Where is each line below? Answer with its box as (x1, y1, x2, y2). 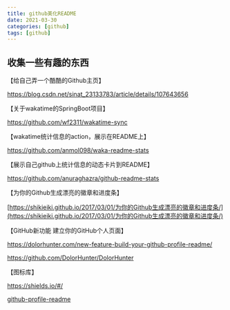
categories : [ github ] (7, 23, 70, 30)
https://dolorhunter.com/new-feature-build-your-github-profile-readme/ (7, 240, 213, 249)
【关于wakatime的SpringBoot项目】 (7, 104, 109, 113)
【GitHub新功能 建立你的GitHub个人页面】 (7, 226, 128, 235)
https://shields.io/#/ (7, 282, 64, 290)
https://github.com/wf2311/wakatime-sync (7, 118, 128, 126)
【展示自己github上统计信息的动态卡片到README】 (7, 160, 153, 169)
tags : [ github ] (7, 29, 51, 37)
